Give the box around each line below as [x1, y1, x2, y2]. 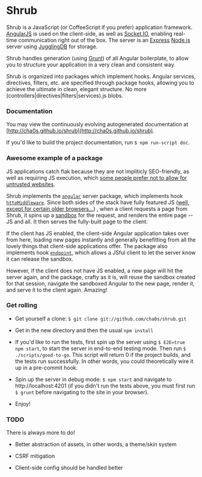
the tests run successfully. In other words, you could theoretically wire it [14, 357, 194, 365]
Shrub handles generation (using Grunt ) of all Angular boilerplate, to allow [6, 54, 189, 62]
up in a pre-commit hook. [14, 363, 78, 371]
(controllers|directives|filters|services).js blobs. [6, 92, 123, 99]
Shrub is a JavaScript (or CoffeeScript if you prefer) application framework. [6, 24, 193, 31]
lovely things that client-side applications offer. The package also [6, 242, 168, 249]
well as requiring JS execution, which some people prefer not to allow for [6, 174, 188, 181]
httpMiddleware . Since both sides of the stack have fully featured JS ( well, [6, 199, 189, 206]
